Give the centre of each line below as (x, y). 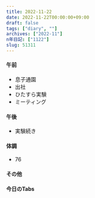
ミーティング (30, 102)
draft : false (22, 23)
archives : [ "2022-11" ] (34, 34)
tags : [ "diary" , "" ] (32, 28)
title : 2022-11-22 (29, 12)
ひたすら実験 (30, 95)
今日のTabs (20, 188)
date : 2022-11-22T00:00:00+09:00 (48, 17)
